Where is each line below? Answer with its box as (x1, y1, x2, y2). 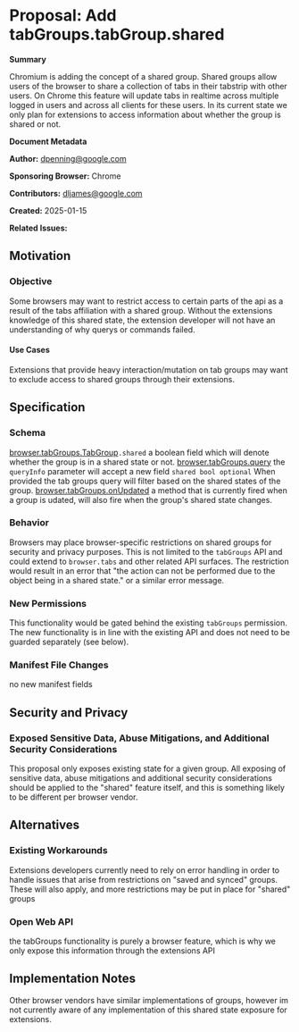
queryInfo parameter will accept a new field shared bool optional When (9, 466, 276, 476)
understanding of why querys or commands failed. (9, 323, 195, 335)
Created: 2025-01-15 (9, 205, 87, 215)
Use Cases (9, 345, 51, 356)
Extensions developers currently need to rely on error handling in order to (9, 864, 280, 876)
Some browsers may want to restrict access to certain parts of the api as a (9, 296, 284, 306)
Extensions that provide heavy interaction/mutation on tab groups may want (9, 364, 288, 375)
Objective (9, 275, 53, 288)
